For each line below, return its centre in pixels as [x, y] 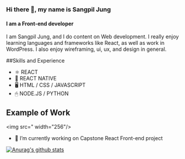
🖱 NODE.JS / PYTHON [42, 93]
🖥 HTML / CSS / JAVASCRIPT [50, 85]
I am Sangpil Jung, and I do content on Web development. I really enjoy [92, 37]
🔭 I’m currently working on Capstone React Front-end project [89, 138]
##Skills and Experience [35, 61]
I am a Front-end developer [40, 24]
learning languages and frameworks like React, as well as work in [85, 43]
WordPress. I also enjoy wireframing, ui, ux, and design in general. [86, 49]
